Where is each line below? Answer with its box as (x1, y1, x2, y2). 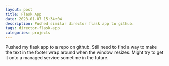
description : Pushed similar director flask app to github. (5, 21, 135, 26)
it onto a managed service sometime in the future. (5, 55, 109, 60)
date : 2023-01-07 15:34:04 (5, 16, 62, 21)
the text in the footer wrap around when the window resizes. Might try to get (5, 49, 164, 55)
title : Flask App (5, 12, 42, 17)
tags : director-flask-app (5, 26, 60, 31)
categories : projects (5, 30, 51, 35)
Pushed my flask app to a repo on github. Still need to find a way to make (5, 44, 157, 50)
